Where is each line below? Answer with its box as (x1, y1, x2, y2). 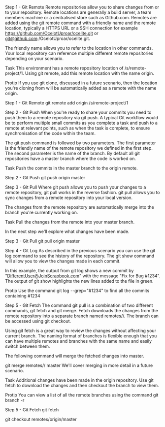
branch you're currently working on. (5, 209, 78, 215)
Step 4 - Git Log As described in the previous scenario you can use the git (5, 248, 156, 253)
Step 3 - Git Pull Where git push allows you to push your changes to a (5, 184, 146, 190)
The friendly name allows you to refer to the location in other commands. (5, 45, 153, 51)
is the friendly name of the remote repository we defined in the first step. (5, 145, 153, 151)
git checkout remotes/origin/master (5, 416, 77, 422)
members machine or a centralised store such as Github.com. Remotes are (5, 15, 157, 20)
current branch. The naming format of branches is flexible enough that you (5, 333, 157, 339)
